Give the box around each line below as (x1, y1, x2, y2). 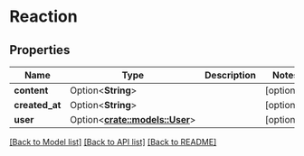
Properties (9, 42, 71, 58)
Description (204, 69, 256, 81)
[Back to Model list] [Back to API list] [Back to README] (9, 137, 217, 147)
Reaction (9, 6, 79, 27)
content (14, 84, 49, 96)
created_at (14, 99, 62, 111)
